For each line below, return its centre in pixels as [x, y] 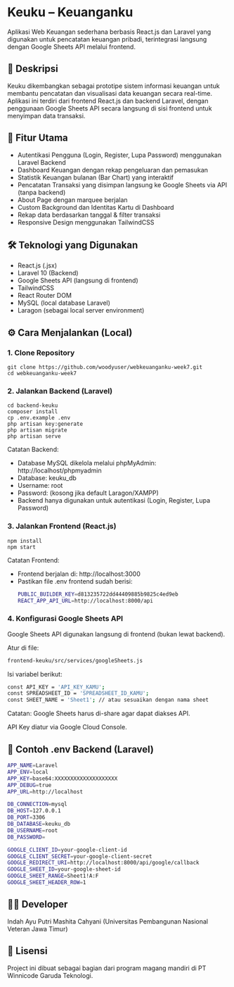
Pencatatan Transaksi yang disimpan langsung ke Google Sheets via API [122, 184]
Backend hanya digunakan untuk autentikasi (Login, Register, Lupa [114, 501]
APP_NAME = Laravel [33, 766]
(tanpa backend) [41, 192]
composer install [33, 412]
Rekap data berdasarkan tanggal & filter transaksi [89, 215]
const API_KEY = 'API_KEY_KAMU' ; [56, 687]
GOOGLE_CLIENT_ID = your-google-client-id [67, 850]
